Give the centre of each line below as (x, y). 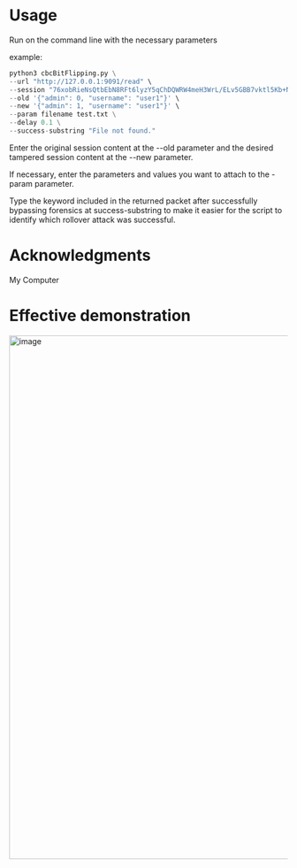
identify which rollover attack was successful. (92, 219)
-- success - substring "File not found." (83, 131)
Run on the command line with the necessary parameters (114, 40)
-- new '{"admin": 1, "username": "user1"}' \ (94, 106)
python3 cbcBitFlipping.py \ (63, 73)
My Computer (34, 280)
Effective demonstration (100, 316)
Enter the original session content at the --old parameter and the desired (141, 148)
